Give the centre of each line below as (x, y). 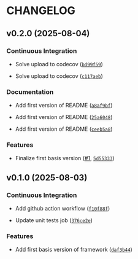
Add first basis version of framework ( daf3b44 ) (74, 250)
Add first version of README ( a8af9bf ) (64, 106)
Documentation (30, 91)
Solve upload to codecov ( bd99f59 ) (59, 64)
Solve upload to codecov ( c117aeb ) (59, 76)
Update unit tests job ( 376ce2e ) (54, 220)
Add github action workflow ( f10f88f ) (63, 209)
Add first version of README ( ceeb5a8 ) (64, 129)
